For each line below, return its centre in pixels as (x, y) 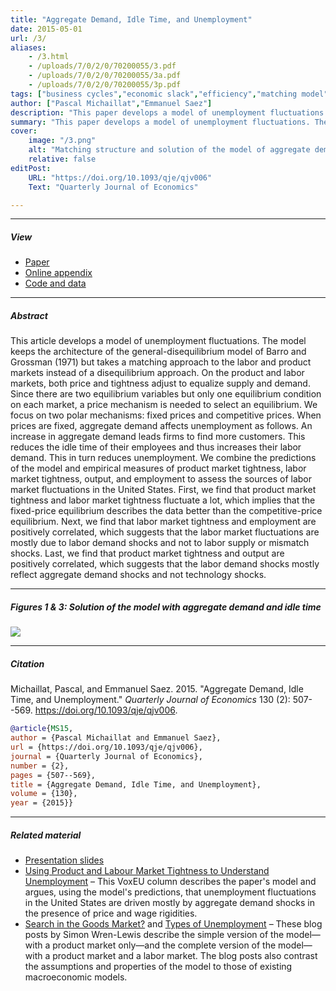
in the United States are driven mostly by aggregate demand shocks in (169, 903)
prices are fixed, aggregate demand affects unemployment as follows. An (161, 426)
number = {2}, (40, 766)
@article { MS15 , (42, 729)
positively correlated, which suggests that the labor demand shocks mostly (165, 564)
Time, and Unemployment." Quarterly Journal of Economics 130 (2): (150, 700)
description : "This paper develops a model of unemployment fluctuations (167, 112)
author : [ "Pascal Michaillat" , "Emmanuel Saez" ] (111, 103)
